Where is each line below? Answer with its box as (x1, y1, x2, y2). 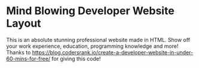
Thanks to (6, 48, 31, 56)
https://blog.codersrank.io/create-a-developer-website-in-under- (32, 48, 194, 56)
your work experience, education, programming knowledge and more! (6, 43, 179, 50)
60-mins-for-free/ (6, 55, 51, 62)
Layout (6, 17, 41, 30)
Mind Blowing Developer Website (6, 4, 174, 18)
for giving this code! (51, 55, 101, 62)
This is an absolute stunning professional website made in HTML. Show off (6, 36, 190, 43)
